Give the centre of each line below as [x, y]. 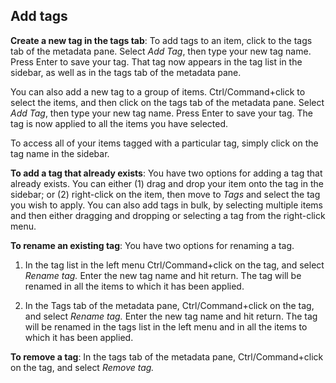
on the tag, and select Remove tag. [82, 367]
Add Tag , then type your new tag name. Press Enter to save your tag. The [161, 113]
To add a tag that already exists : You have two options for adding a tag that [166, 173]
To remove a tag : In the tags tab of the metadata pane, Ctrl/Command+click [167, 356]
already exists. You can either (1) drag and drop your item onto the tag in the [167, 183]
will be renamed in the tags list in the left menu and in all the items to [166, 326]
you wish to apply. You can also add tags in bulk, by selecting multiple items [166, 205]
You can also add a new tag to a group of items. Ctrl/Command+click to [158, 91]
